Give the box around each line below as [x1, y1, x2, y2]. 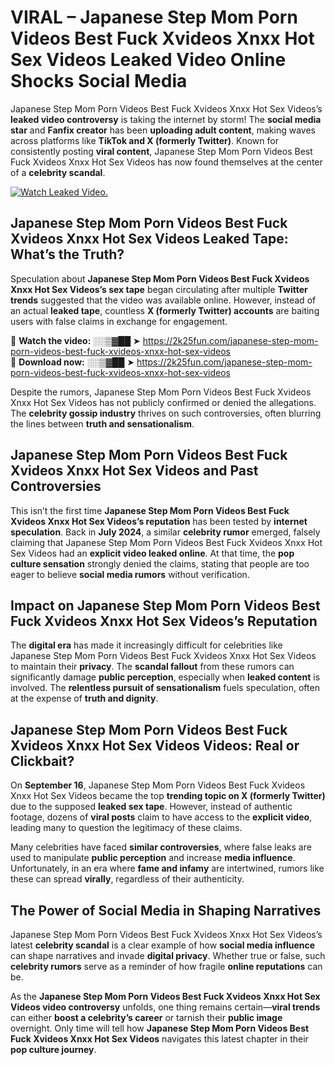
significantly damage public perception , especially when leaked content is [10, 671, 321, 683]
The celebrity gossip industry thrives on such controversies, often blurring [10, 407, 322, 419]
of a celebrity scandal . [10, 166, 106, 178]
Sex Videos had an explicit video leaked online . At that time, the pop [10, 547, 295, 559]
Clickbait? [10, 752, 75, 770]
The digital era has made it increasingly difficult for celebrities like [10, 639, 283, 651]
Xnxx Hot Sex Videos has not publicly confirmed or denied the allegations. [10, 396, 317, 408]
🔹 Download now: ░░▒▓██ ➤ [10, 356, 135, 368]
